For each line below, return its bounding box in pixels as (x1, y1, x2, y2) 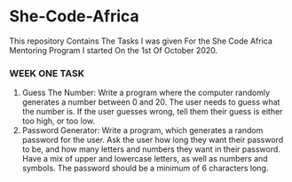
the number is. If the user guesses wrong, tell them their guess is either (21, 107, 283, 117)
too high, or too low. (21, 115, 96, 126)
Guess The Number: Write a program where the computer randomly (21, 87, 271, 99)
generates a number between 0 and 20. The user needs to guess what (21, 97, 280, 107)
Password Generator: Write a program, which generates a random (21, 125, 264, 136)
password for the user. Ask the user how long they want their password (21, 135, 284, 146)
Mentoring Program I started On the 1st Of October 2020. (9, 44, 218, 55)
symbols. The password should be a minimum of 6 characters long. (21, 162, 269, 174)
